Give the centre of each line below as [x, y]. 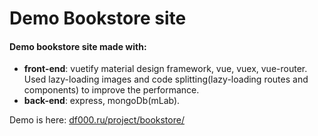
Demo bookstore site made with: [78, 46]
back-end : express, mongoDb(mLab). [102, 101]
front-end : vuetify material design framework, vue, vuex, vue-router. [165, 69]
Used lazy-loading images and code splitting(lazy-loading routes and [166, 79]
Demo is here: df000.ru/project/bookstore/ [97, 120]
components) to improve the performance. [111, 90]
